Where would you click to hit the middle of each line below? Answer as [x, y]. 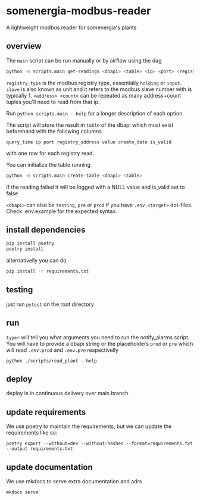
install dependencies [46, 229]
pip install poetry [30, 243]
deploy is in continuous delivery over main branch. [68, 393]
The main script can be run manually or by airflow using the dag [84, 60]
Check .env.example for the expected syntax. [62, 211]
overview [24, 46]
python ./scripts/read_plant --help [51, 361]
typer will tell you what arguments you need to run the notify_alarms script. [98, 337]
